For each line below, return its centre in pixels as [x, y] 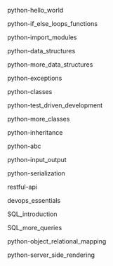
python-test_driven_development [55, 105]
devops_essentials [34, 200]
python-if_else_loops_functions [53, 24]
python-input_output [37, 160]
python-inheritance [35, 132]
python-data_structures [41, 51]
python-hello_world [35, 10]
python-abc [24, 146]
